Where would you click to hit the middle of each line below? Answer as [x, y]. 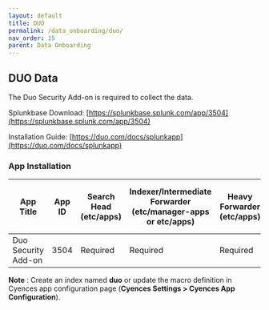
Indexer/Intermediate [171, 191]
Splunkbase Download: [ [49, 112]
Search [101, 197]
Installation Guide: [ [40, 136]
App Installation [40, 166]
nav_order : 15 [32, 38]
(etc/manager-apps [171, 211]
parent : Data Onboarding [50, 46]
